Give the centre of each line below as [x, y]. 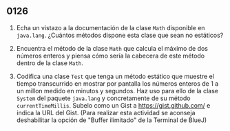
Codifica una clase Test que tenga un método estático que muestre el [115, 76]
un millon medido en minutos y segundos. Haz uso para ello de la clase [117, 91]
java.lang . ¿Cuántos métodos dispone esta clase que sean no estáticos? [120, 35]
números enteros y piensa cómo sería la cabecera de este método [111, 56]
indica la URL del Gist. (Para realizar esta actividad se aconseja [106, 112]
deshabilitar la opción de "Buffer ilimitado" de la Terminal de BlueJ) [112, 120]
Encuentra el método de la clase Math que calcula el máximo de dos [112, 48]
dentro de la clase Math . [50, 63]
